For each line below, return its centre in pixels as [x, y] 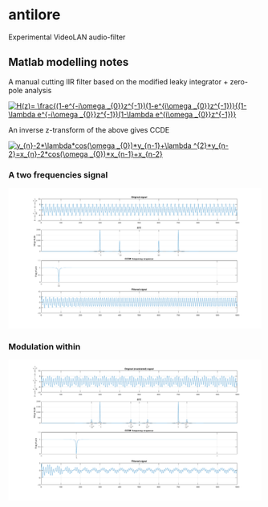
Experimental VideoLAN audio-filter [67, 37]
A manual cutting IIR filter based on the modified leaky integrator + [118, 81]
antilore [35, 15]
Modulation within [45, 347]
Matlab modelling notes [69, 62]
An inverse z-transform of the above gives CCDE [89, 129]
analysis [38, 90]
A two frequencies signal [58, 174]
